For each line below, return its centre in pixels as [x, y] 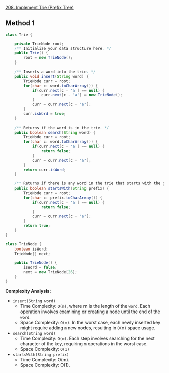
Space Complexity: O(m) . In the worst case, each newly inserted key [90, 322]
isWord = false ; [40, 267]
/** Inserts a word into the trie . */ [55, 72]
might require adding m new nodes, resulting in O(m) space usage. [88, 328]
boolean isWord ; [31, 249]
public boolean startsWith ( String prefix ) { [62, 189]
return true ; [37, 226]
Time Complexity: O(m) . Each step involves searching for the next [87, 338]
